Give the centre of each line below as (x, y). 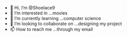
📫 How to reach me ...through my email (51, 29)
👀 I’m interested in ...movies (39, 13)
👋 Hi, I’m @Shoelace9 (33, 8)
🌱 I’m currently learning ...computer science (55, 18)
